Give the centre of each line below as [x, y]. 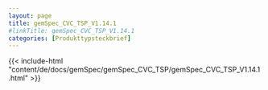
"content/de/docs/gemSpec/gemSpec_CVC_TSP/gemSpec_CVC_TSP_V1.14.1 [134, 70]
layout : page [30, 16]
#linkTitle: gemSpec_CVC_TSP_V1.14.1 [72, 31]
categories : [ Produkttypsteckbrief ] [70, 38]
